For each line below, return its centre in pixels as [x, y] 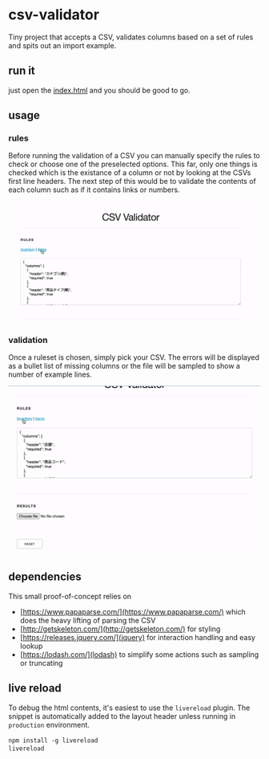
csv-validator [54, 15]
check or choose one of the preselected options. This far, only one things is [133, 164]
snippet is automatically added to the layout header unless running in [122, 716]
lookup [31, 646]
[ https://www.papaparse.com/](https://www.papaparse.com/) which [132, 611]
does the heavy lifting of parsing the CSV [88, 620]
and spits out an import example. [62, 45]
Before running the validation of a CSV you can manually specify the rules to [134, 156]
